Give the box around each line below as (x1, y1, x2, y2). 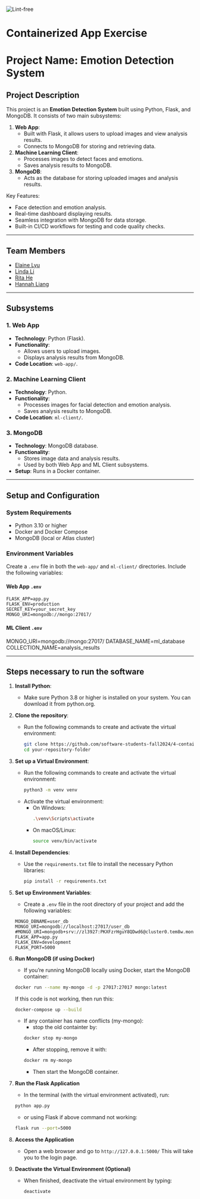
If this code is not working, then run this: (14, 995, 114, 1002)
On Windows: (32, 804, 66, 812)
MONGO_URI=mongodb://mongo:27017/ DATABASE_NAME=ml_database (6, 638, 185, 645)
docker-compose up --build (14, 1007, 82, 1012)
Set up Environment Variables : (14, 889, 92, 896)
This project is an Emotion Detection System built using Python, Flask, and (6, 106, 191, 113)
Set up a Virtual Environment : (14, 757, 89, 765)
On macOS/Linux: (32, 826, 76, 834)
